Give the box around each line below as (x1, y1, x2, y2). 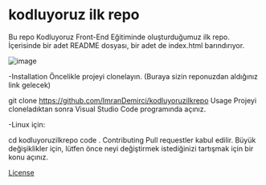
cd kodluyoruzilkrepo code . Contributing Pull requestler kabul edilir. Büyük (8, 135, 256, 145)
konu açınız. (8, 152, 48, 162)
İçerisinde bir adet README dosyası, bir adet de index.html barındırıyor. (8, 40, 245, 50)
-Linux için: (8, 119, 46, 129)
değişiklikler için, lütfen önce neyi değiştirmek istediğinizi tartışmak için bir (8, 143, 254, 153)
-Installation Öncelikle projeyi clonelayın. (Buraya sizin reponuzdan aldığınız (8, 71, 259, 81)
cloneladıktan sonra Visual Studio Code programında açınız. (8, 104, 207, 114)
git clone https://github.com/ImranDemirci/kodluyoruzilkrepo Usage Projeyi (8, 95, 257, 105)
